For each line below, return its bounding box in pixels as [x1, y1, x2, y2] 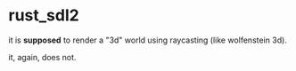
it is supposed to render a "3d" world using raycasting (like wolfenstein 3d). [8, 35, 287, 45]
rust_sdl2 [8, 5, 79, 26]
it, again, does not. [8, 51, 77, 62]
